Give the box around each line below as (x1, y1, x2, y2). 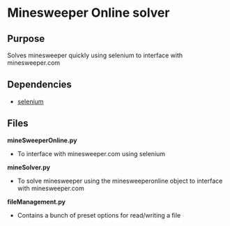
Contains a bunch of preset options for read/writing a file (17, 211, 181, 219)
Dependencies (7, 79, 72, 91)
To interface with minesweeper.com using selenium (17, 149, 166, 158)
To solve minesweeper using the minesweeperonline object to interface (17, 176, 223, 185)
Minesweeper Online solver (7, 5, 170, 21)
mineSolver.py (7, 163, 51, 172)
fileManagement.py (7, 197, 66, 206)
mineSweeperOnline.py (7, 136, 77, 144)
